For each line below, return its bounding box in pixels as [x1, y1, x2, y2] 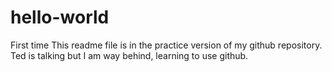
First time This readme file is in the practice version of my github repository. [10, 39, 323, 51]
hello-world [10, 6, 110, 29]
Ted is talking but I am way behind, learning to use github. [10, 49, 249, 61]
